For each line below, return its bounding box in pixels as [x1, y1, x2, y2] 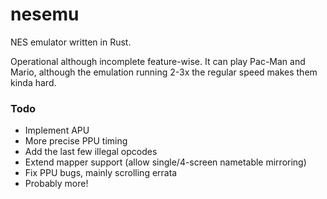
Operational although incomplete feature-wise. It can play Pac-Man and [10, 55, 306, 67]
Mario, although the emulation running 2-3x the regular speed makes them [10, 66, 318, 78]
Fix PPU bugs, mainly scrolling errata [24, 167, 178, 179]
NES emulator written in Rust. [10, 36, 132, 48]
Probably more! [24, 178, 89, 190]
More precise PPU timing [24, 135, 128, 147]
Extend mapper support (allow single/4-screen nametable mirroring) [24, 156, 307, 168]
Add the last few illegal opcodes [24, 146, 158, 158]
